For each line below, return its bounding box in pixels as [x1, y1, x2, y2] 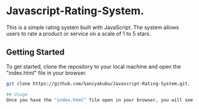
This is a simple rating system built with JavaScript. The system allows [6, 24, 179, 31]
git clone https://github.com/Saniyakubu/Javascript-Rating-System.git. [6, 81, 191, 86]
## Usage [6, 91, 28, 97]
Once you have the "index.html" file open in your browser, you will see [6, 97, 194, 103]
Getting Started [6, 47, 65, 57]
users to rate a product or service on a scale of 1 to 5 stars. [6, 30, 151, 37]
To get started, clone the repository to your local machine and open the [6, 63, 181, 70]
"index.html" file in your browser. [6, 69, 87, 76]
